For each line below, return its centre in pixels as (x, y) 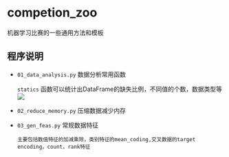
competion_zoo (52, 13)
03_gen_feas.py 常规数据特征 (57, 125)
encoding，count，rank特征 (54, 147)
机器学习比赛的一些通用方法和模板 (55, 32)
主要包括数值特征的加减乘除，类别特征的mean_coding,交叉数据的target (106, 139)
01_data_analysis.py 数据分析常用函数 (71, 74)
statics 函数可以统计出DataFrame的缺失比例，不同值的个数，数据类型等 (119, 89)
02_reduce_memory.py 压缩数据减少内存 (71, 110)
